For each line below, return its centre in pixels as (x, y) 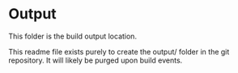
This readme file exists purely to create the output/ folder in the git (119, 51)
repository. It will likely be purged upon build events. (96, 60)
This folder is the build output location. (73, 36)
